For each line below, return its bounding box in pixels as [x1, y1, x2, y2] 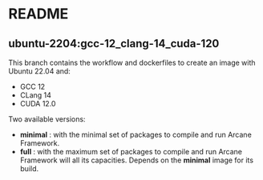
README [8, 5, 69, 23]
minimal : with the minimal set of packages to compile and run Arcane [19, 130, 253, 139]
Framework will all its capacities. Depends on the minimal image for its [19, 155, 254, 165]
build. [19, 164, 39, 173]
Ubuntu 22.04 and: [8, 66, 71, 76]
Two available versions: [8, 114, 86, 124]
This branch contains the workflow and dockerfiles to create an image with [8, 58, 256, 67]
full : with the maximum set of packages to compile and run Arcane [19, 147, 243, 156]
